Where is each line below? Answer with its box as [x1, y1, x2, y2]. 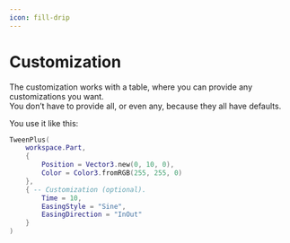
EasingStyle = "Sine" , [41, 202, 127, 211]
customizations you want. [9, 91, 105, 101]
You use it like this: [9, 117, 79, 128]
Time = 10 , [41, 194, 83, 203]
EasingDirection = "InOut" [41, 210, 143, 220]
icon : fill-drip [9, 13, 70, 22]
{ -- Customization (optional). [25, 185, 146, 194]
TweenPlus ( [9, 135, 50, 144]
